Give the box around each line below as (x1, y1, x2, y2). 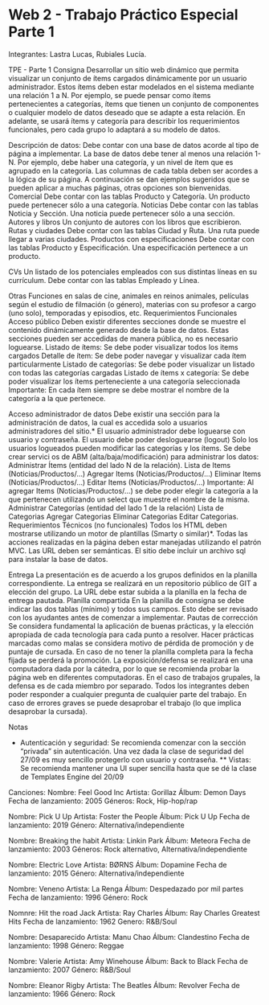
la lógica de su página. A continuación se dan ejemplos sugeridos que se (8, 174, 251, 184)
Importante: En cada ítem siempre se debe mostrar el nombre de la (8, 384, 230, 395)
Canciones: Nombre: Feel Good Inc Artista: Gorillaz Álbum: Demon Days (8, 787, 247, 797)
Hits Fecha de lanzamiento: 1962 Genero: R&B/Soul (8, 917, 177, 926)
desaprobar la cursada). (8, 706, 88, 716)
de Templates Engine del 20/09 (19, 772, 124, 781)
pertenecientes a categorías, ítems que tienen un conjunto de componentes (8, 99, 259, 109)
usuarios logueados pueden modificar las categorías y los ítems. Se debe (8, 443, 251, 453)
